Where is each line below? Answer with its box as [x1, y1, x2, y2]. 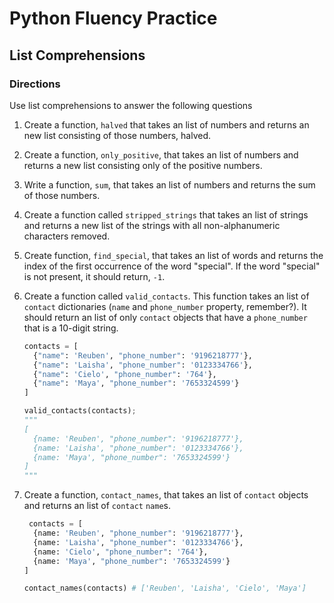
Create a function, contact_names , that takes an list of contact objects [23, 489, 309, 501]
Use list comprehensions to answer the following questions [9, 99, 253, 111]
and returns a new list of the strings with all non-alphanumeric [23, 219, 281, 231]
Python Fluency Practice [9, 7, 218, 30]
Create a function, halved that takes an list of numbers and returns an [23, 118, 310, 131]
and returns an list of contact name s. [23, 500, 171, 512]
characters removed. [23, 230, 111, 242]
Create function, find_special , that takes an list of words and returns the [23, 249, 324, 261]
